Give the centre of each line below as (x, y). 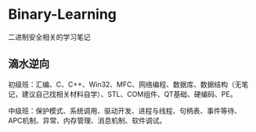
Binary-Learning (63, 14)
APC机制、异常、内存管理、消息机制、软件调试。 (87, 120)
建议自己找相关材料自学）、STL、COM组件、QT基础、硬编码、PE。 (129, 94)
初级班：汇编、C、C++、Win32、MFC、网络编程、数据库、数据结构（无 (125, 84)
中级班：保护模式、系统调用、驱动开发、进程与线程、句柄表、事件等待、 (124, 110)
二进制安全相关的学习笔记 (49, 37)
